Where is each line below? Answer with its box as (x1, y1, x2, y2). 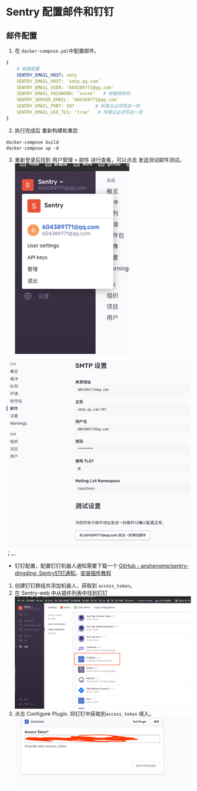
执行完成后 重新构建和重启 (14, 127, 78, 134)
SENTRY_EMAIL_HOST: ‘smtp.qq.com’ (16, 78, 101, 84)
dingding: (14, 569, 38, 577)
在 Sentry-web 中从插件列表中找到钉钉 (14, 589, 108, 596)
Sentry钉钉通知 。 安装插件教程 (39, 569, 111, 577)
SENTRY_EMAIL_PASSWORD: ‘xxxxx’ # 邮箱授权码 (16, 91, 131, 97)
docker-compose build (6, 139, 59, 145)
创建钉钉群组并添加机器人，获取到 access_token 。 (14, 582, 135, 589)
